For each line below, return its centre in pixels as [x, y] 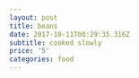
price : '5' [30, 51]
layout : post [34, 17]
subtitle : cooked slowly [56, 43]
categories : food [42, 59]
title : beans [34, 26]
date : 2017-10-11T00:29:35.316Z [69, 34]
